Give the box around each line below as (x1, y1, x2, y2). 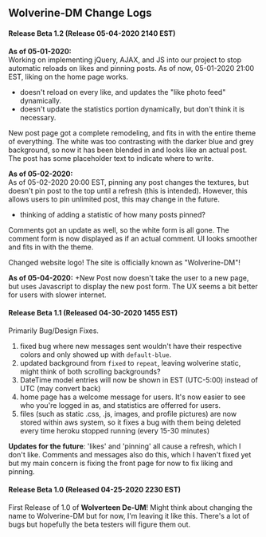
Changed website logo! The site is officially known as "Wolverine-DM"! (8, 257, 241, 267)
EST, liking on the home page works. (8, 72, 129, 81)
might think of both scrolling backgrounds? (19, 366, 161, 376)
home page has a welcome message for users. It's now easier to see (19, 392, 246, 402)
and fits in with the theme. (8, 242, 94, 252)
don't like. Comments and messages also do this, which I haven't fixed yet (8, 449, 252, 459)
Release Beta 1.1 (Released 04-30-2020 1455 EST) (8, 308, 178, 318)
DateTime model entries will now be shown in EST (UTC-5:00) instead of (19, 374, 259, 385)
